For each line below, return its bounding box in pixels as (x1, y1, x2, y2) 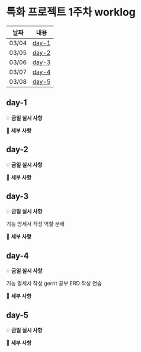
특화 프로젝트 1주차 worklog (6, 5, 136, 19)
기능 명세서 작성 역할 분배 (6, 221, 65, 228)
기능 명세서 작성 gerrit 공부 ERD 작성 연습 (6, 280, 102, 287)
